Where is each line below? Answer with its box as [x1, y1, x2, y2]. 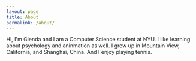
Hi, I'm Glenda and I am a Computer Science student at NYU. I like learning [6, 36, 191, 43]
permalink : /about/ [6, 20, 55, 25]
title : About [6, 14, 39, 20]
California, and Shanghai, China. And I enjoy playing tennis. [6, 49, 152, 56]
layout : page [6, 8, 39, 15]
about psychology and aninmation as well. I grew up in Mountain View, [6, 42, 180, 49]
